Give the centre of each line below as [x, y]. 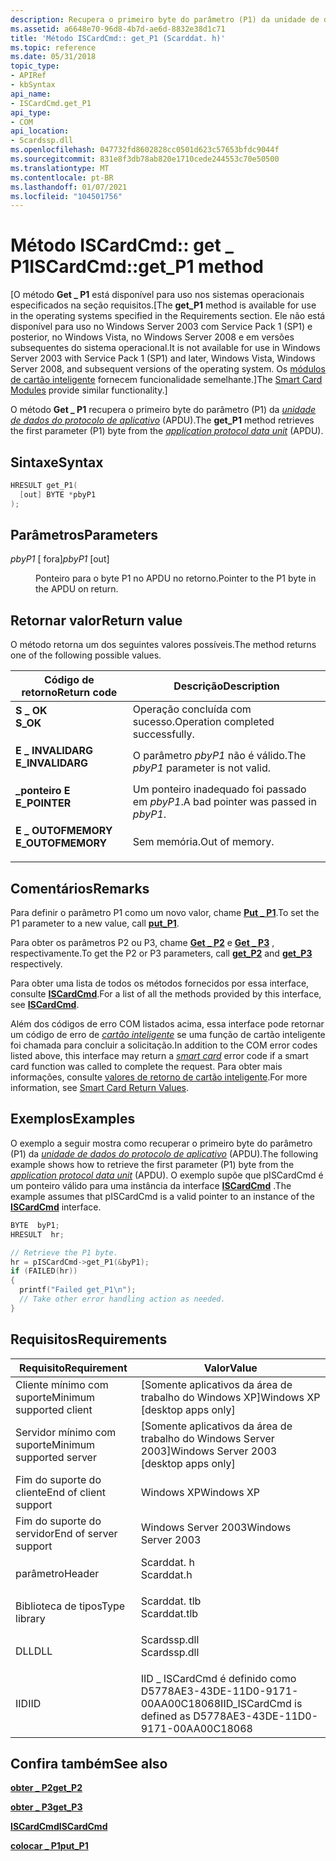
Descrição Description [226, 686]
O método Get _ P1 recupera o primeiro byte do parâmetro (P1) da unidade [163, 410]
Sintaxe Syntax [57, 462]
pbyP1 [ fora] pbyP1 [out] [60, 559]
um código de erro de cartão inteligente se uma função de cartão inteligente [168, 1035]
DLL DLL [34, 1651]
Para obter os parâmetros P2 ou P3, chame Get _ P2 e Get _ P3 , [142, 943]
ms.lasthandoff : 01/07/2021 [69, 187]
